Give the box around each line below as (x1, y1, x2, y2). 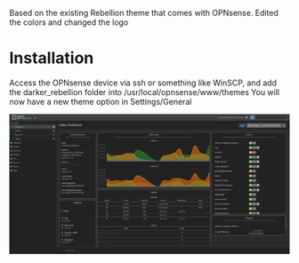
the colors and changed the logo (9, 17, 129, 28)
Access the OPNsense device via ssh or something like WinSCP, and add (9, 77, 278, 88)
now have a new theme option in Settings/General (9, 96, 192, 107)
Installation (9, 48, 94, 68)
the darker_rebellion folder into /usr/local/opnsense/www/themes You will (9, 86, 280, 97)
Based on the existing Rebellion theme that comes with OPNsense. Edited (9, 8, 279, 18)
